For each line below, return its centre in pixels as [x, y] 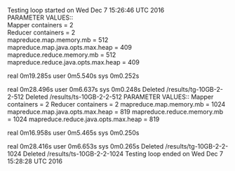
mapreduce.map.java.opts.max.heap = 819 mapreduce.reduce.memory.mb [115, 112]
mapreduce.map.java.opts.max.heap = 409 [69, 47]
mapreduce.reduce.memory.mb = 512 [62, 55]
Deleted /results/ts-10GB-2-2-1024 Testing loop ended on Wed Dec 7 [123, 154]
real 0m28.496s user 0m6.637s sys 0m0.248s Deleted [86, 89]
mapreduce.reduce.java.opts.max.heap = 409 [74, 62]
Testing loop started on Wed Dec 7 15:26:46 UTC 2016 [86, 10]
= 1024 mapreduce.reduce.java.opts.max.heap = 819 [83, 119]
